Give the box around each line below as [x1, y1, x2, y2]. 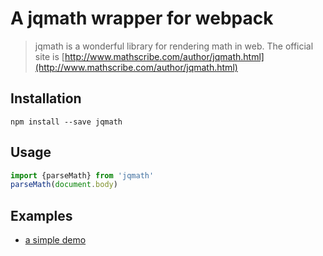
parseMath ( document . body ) [10, 180, 118, 190]
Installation [10, 90, 82, 107]
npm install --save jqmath [10, 117, 123, 127]
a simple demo [24, 234, 87, 246]
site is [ [34, 50, 65, 62]
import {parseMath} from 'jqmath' [10, 170, 155, 181]
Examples [10, 207, 73, 224]
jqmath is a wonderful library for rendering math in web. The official [34, 40, 314, 52]
